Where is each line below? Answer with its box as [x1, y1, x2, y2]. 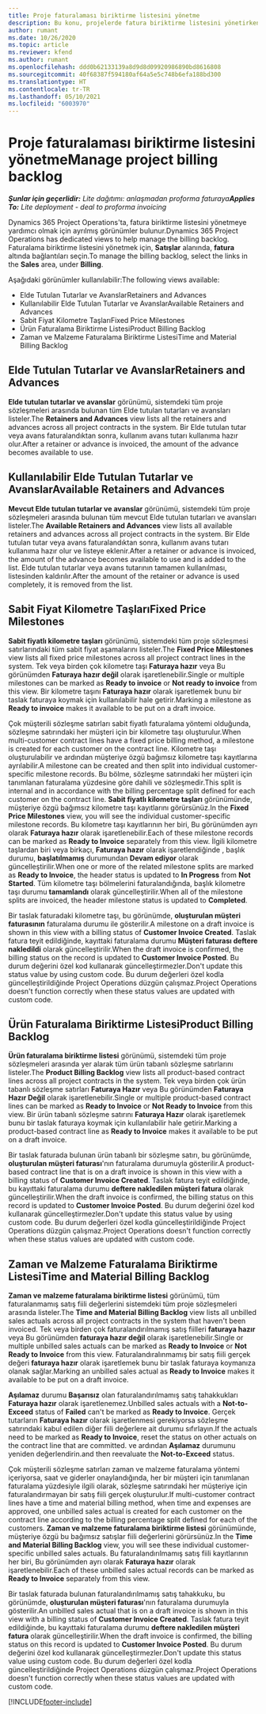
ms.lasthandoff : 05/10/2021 [8, 93, 101, 101]
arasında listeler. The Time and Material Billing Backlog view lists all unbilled [8, 1308, 257, 1317]
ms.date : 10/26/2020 [8, 33, 77, 42]
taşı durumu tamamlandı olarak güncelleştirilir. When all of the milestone [8, 887, 243, 896]
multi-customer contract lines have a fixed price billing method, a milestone [8, 735, 255, 745]
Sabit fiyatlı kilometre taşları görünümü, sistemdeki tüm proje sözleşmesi [8, 636, 249, 645]
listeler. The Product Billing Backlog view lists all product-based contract [8, 1068, 245, 1077]
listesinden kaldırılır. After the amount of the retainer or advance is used [8, 571, 240, 580]
